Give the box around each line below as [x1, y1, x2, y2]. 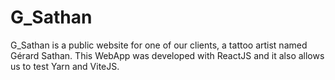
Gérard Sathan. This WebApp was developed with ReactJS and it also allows [10, 49, 325, 61]
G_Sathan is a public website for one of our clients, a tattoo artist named [10, 39, 308, 51]
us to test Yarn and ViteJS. [10, 60, 120, 72]
